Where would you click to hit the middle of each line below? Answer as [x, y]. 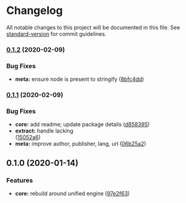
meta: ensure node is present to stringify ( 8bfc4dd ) [79, 79]
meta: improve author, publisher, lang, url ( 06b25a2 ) [81, 144]
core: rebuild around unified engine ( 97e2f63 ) [72, 194]
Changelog [35, 11]
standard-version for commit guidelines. [56, 33]
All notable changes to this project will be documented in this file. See [93, 27]
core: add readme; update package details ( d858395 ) [82, 125]
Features [20, 180]
